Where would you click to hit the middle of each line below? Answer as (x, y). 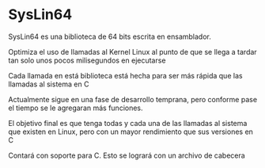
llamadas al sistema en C (49, 84)
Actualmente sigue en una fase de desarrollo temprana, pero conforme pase (133, 99)
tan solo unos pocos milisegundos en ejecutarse (87, 60)
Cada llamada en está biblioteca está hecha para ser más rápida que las (125, 75)
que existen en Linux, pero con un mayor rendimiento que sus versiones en (131, 132)
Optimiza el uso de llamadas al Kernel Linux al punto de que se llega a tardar (132, 52)
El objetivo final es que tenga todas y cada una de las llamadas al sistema (128, 123)
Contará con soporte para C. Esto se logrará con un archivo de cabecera (127, 155)
